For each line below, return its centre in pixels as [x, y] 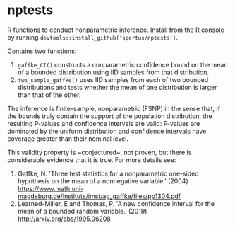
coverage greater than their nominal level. [68, 138]
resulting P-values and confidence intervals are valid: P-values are [104, 123]
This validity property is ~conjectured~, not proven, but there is [100, 152]
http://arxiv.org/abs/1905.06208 [64, 219]
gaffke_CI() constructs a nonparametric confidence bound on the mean [122, 64]
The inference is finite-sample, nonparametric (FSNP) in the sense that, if [114, 108]
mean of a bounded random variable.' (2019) [82, 211]
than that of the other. [49, 95]
